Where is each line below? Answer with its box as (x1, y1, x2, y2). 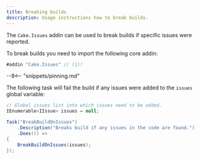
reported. (6, 38, 30, 45)
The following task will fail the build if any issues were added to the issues (6, 84, 193, 91)
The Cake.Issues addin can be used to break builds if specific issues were (6, 31, 192, 38)
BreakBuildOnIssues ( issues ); (17, 141, 91, 148)
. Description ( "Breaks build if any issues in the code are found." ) (17, 125, 195, 131)
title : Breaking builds (6, 9, 67, 15)
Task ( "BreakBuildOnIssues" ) (6, 119, 78, 125)
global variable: (6, 91, 45, 98)
